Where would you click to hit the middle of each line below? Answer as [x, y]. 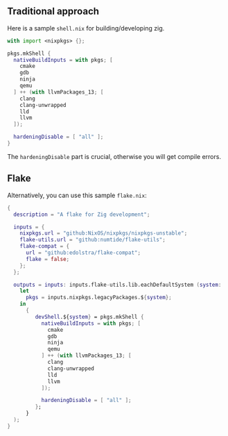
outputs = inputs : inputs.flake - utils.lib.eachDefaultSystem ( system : [117, 285]
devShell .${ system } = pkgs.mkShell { [89, 317]
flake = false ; [47, 259]
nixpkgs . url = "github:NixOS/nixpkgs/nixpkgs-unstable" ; [104, 233]
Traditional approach [53, 11]
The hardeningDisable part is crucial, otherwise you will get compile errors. [114, 156]
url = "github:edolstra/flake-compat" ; [83, 253]
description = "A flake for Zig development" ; [82, 215]
